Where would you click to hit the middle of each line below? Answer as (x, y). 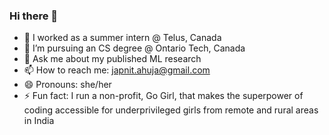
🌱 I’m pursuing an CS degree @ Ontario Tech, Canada (134, 48)
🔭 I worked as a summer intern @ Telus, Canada (122, 38)
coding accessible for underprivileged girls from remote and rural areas (171, 110)
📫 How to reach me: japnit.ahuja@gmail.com (117, 70)
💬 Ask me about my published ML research (112, 59)
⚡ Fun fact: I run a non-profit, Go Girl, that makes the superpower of (163, 96)
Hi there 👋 (34, 16)
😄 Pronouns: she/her (67, 85)
